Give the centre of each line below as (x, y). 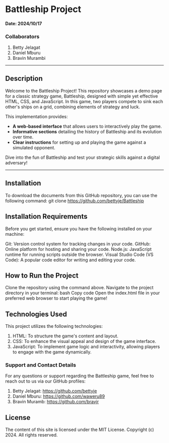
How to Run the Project (42, 275)
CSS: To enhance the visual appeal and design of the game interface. (84, 341)
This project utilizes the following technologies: (54, 326)
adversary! (16, 162)
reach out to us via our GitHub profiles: (46, 381)
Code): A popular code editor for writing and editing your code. (70, 259)
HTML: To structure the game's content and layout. (65, 336)
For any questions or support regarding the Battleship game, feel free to (80, 376)
